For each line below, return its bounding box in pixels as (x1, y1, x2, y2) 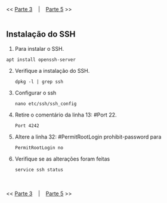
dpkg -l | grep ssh (14, 78, 64, 85)
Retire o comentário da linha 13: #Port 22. (14, 111, 117, 118)
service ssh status (14, 167, 64, 173)
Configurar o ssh (14, 89, 57, 96)
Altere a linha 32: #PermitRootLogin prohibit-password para (14, 133, 162, 140)
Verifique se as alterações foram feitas (14, 155, 110, 162)
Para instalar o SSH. (14, 45, 64, 52)
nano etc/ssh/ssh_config (14, 100, 77, 107)
